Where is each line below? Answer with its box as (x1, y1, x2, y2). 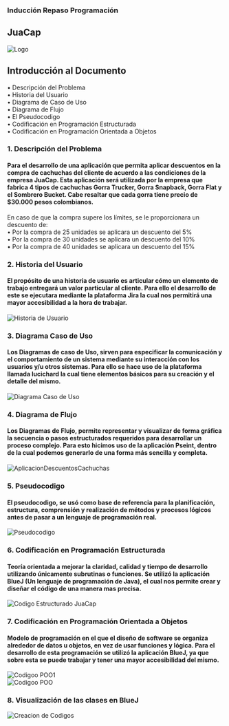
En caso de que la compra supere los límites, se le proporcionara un (7, 213, 200, 222)
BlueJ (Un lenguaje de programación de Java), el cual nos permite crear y (7, 577, 221, 585)
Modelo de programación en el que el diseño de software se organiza (7, 634, 208, 642)
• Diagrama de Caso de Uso (7, 98, 87, 106)
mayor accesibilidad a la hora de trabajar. (7, 299, 128, 307)
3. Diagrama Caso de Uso (7, 331, 94, 341)
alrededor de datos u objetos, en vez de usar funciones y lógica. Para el (7, 641, 215, 649)
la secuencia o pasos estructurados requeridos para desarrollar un (7, 434, 202, 442)
